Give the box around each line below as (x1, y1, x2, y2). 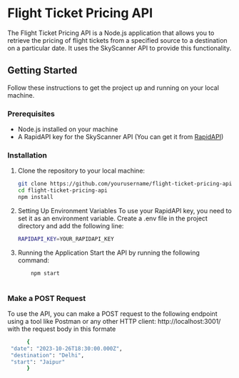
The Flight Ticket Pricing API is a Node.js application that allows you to (7, 29, 215, 37)
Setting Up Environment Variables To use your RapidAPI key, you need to (17, 206, 232, 215)
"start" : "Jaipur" (10, 358, 66, 365)
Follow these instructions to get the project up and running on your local (7, 83, 220, 92)
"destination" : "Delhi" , (10, 352, 84, 359)
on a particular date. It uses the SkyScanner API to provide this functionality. (7, 44, 232, 52)
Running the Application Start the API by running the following (17, 248, 200, 257)
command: (17, 255, 50, 265)
